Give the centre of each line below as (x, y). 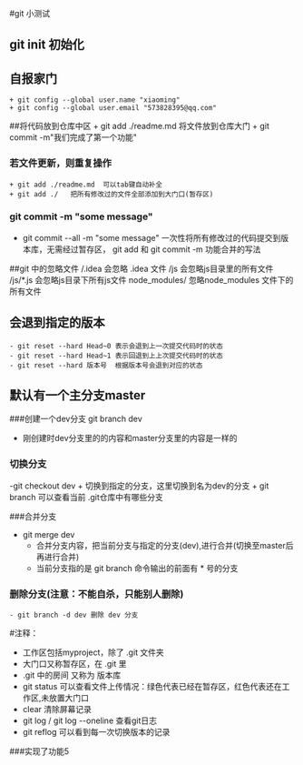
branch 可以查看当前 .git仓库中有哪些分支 (86, 497)
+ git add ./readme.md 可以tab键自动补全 (86, 185)
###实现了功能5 (39, 751)
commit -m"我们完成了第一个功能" (73, 137)
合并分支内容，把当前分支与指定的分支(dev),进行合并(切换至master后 (165, 545)
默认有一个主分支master (78, 395)
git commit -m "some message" (81, 216)
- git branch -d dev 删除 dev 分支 (74, 615)
